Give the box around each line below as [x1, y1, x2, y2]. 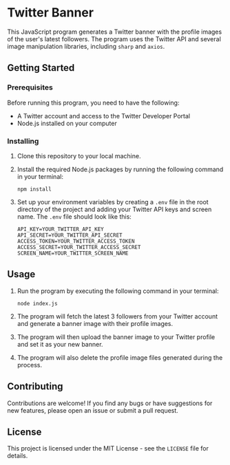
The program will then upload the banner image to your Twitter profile [17, 332, 216, 341]
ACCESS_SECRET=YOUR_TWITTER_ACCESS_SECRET [17, 244, 141, 250]
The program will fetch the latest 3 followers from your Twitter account [17, 312, 218, 321]
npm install [17, 186, 52, 193]
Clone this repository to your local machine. [17, 151, 141, 160]
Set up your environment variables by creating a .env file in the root [17, 197, 209, 206]
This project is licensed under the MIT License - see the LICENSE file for [7, 444, 209, 453]
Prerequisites [7, 83, 53, 92]
